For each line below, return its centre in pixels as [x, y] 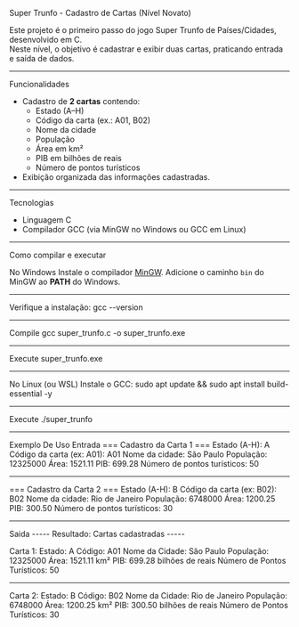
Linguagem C [47, 220]
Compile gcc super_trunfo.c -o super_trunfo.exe [97, 333]
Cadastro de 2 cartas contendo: [81, 101]
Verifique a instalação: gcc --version [77, 307]
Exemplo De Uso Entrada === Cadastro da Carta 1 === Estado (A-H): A [140, 445]
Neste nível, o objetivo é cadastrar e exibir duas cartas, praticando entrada [146, 49]
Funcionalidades [39, 84]
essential [26, 394]
